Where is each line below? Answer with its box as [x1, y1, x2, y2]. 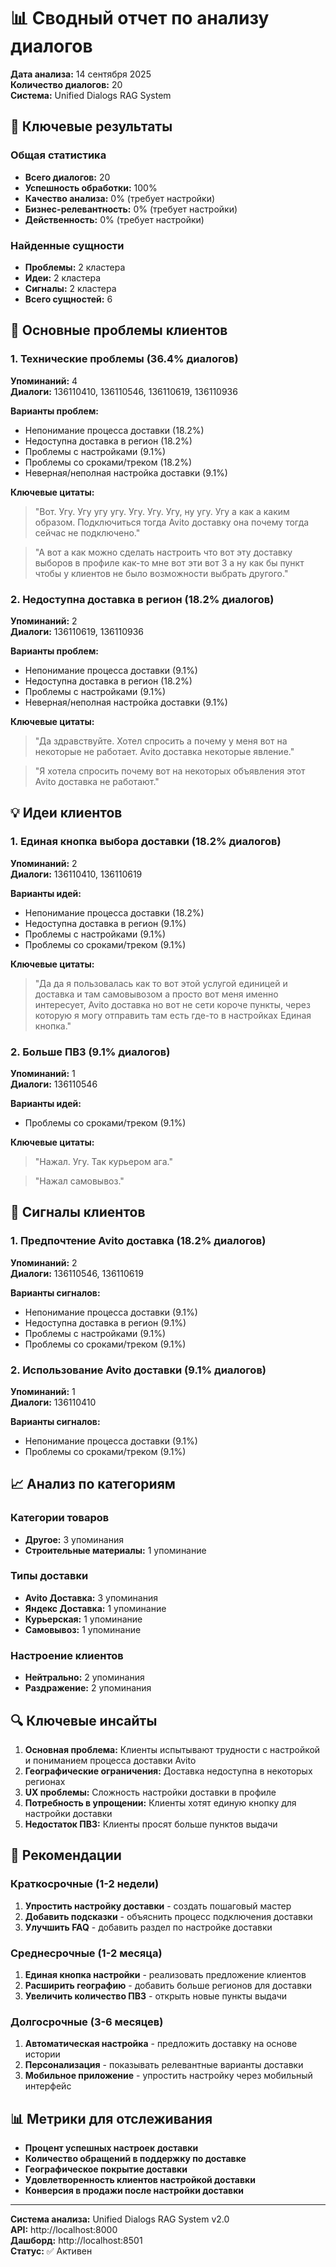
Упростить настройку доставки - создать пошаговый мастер [24, 1900, 292, 1912]
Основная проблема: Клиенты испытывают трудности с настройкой [24, 1743, 321, 1755]
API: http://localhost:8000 [10, 2224, 118, 2236]
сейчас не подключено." [34, 526, 141, 539]
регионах [24, 1775, 66, 1787]
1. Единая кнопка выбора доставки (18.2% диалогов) [10, 835, 282, 849]
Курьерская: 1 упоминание [24, 1613, 143, 1625]
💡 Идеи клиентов [10, 805, 123, 822]
